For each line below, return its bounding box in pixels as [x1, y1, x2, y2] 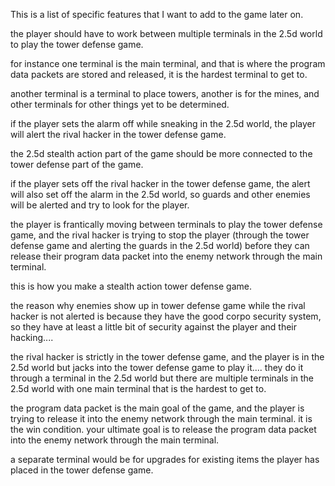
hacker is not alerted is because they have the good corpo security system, [10, 310, 322, 322]
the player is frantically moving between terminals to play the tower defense [10, 219, 323, 230]
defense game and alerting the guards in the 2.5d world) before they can [10, 240, 310, 251]
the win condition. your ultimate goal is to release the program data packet [10, 424, 317, 435]
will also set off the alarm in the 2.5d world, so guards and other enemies [10, 189, 311, 200]
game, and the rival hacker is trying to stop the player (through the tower [10, 229, 310, 241]
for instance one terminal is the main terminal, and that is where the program [10, 58, 326, 69]
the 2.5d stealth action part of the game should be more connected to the [10, 148, 313, 159]
